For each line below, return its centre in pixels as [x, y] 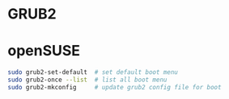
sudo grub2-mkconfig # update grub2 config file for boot [114, 87]
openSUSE [44, 51]
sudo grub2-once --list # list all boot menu [87, 80]
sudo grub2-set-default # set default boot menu [93, 72]
